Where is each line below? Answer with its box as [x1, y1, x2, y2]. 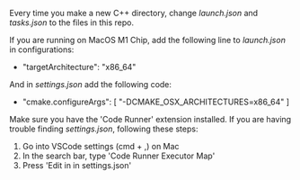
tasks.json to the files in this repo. [9, 17, 135, 28]
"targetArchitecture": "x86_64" [22, 62, 137, 72]
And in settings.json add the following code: [9, 79, 172, 89]
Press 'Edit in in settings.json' [22, 160, 132, 170]
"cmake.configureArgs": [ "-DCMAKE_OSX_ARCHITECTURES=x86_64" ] [22, 96, 290, 107]
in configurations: [9, 44, 75, 55]
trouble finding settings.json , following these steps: [9, 123, 199, 134]
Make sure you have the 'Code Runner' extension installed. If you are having [9, 114, 292, 124]
